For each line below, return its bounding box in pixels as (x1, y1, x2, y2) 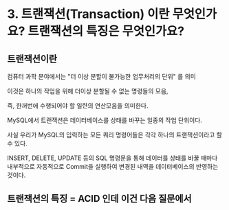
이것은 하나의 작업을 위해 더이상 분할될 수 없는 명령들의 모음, (7, 87, 168, 95)
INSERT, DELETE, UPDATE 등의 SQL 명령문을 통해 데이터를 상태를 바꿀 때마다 (7, 154, 218, 162)
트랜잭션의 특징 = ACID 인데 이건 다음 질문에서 (7, 193, 192, 205)
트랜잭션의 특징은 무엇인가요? (28, 23, 184, 39)
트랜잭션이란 (7, 53, 57, 65)
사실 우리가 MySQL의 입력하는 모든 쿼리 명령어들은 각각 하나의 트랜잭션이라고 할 (7, 131, 222, 139)
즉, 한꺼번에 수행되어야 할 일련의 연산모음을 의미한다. (7, 102, 149, 110)
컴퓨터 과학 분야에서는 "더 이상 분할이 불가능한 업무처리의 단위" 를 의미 (7, 73, 196, 80)
